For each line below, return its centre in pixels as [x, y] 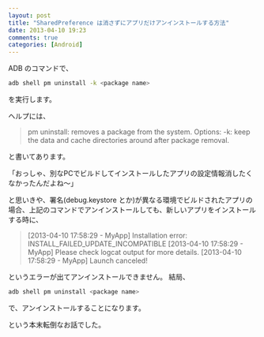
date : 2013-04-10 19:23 [47, 30]
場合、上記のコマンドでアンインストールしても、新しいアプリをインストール [132, 210]
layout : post [30, 15]
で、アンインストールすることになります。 [77, 308]
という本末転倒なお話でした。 [57, 324]
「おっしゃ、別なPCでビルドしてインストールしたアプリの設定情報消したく [130, 173]
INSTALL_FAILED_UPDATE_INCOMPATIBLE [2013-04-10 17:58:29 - [135, 244]
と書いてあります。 [39, 156]
